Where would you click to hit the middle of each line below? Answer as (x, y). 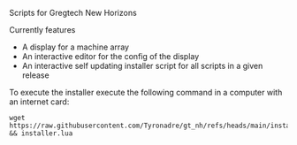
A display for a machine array (76, 47)
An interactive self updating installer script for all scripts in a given (142, 66)
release (36, 75)
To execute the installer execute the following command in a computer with (146, 92)
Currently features (42, 30)
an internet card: (39, 102)
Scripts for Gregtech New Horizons (73, 13)
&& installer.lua (41, 134)
